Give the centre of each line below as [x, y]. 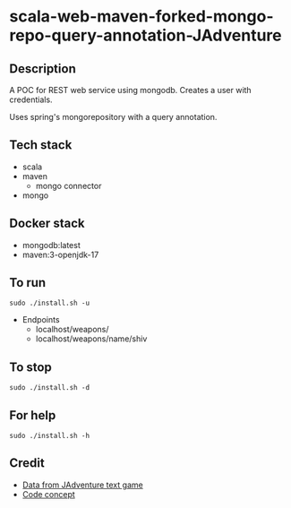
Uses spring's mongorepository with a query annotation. [113, 117]
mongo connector [68, 185]
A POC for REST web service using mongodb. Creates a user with [131, 90]
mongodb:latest [51, 245]
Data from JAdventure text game [82, 485]
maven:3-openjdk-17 [60, 254]
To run [28, 283]
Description [43, 69]
